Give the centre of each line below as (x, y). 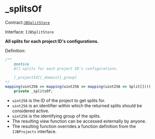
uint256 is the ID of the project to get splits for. (59, 100)
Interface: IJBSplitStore (30, 32)
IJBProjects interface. (34, 131)
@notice (21, 64)
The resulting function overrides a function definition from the (74, 126)
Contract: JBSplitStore (27, 22)
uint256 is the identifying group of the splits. (56, 116)
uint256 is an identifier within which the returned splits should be (77, 105)
